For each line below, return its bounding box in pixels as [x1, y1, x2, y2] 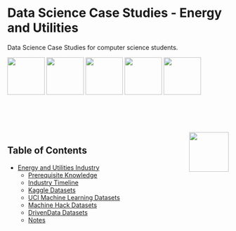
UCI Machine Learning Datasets [27, 193, 121, 201]
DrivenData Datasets [27, 208, 88, 216]
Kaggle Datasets [27, 185, 76, 194]
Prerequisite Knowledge [27, 170, 98, 179]
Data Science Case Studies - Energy [7, 5, 223, 21]
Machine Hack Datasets [27, 201, 97, 209]
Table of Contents [7, 144, 88, 156]
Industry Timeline [27, 178, 79, 187]
